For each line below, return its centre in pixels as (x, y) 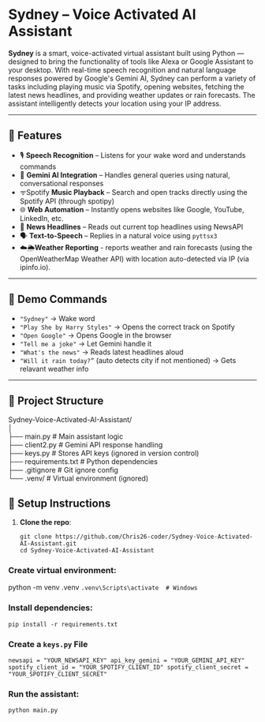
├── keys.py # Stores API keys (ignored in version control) (104, 453)
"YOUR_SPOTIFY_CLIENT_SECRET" (58, 675)
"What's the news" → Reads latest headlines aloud (101, 352)
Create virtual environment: (62, 570)
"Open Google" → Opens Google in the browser (95, 335)
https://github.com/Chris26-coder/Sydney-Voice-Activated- (154, 537)
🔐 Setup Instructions (60, 503)
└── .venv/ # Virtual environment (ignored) (78, 478)
